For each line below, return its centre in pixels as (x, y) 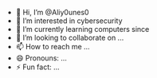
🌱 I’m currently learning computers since (82, 29)
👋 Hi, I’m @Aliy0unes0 (52, 12)
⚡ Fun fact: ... (37, 67)
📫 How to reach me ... (53, 47)
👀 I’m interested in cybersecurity (69, 21)
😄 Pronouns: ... (41, 58)
